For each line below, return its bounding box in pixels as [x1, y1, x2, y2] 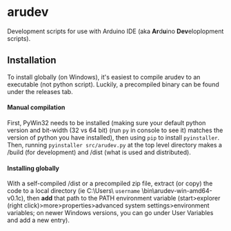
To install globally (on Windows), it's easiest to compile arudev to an [7, 73, 201, 81]
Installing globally [7, 164, 60, 172]
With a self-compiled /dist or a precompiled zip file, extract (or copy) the [7, 179, 213, 187]
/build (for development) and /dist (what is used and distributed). [7, 148, 191, 156]
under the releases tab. [7, 87, 74, 95]
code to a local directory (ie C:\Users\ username [7, 187, 140, 195]
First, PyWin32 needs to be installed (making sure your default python [7, 118, 206, 127]
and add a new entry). [7, 216, 70, 225]
